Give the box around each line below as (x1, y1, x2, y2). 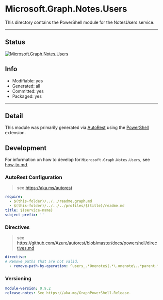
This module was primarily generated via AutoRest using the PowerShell (5, 125, 149, 130)
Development (5, 144, 47, 152)
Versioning (5, 275, 32, 282)
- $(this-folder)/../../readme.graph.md (9, 199, 92, 204)
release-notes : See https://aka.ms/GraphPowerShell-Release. (5, 290, 131, 295)
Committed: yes (12, 88, 44, 94)
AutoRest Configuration (5, 174, 63, 181)
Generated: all (12, 83, 40, 89)
